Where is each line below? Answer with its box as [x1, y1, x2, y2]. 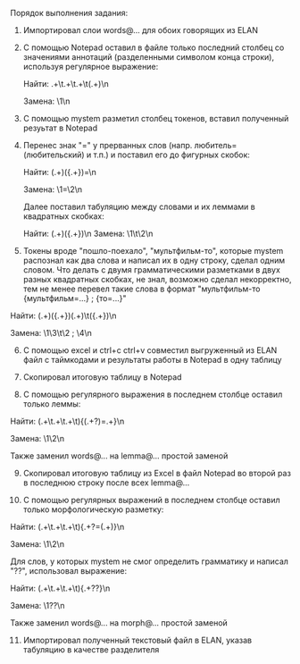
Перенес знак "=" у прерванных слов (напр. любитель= [22, 140, 237, 150]
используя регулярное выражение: [22, 62, 159, 71]
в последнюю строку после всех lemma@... [22, 477, 190, 488]
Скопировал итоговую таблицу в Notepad [22, 372, 182, 382]
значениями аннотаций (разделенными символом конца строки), [22, 52, 275, 62]
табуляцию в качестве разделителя [22, 644, 160, 655]
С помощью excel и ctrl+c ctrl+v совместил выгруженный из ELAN [22, 345, 278, 356]
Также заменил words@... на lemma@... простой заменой [10, 450, 229, 461]
